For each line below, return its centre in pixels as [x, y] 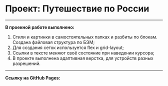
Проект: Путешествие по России [77, 9]
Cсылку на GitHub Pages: [33, 77]
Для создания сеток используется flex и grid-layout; [68, 47]
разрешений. [26, 63]
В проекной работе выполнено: [40, 27]
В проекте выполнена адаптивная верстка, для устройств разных [83, 58]
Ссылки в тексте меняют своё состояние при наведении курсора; [83, 52]
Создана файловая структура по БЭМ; [53, 42]
